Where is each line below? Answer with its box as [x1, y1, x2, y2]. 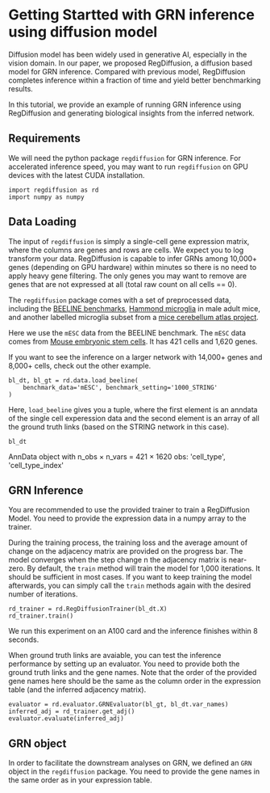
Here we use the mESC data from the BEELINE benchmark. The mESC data [8, 327, 247, 337]
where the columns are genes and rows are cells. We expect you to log [8, 245, 244, 255]
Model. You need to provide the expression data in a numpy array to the [8, 513, 247, 523]
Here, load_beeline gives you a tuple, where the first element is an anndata [8, 404, 258, 414]
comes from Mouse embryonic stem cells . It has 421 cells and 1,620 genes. [8, 336, 258, 346]
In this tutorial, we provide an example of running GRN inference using [8, 99, 242, 109]
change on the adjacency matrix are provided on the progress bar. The [8, 546, 243, 556]
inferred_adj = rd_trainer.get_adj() [8, 707, 135, 716]
